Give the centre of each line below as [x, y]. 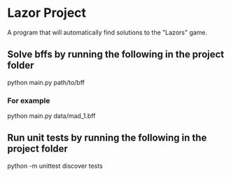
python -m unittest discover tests [55, 166]
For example [29, 100]
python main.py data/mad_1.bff [51, 116]
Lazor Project [47, 13]
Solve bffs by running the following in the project [116, 54]
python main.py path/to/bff [46, 82]
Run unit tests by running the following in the [107, 138]
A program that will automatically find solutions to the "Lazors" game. [107, 32]
